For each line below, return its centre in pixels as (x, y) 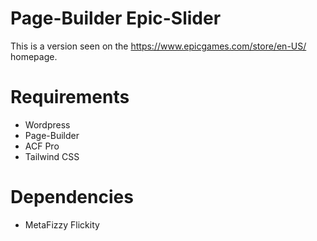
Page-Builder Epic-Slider (116, 18)
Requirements (70, 97)
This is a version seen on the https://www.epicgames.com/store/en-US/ (158, 46)
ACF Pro (42, 146)
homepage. (34, 56)
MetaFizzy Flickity (62, 224)
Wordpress (47, 124)
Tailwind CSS (52, 156)
